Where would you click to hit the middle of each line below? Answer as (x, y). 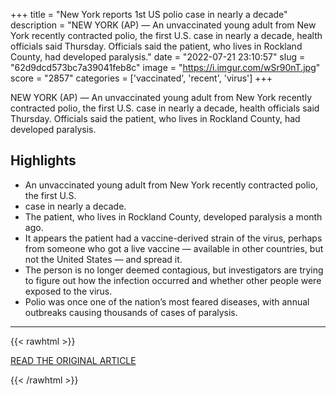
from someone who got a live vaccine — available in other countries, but (174, 248)
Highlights (43, 160)
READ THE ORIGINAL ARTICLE (73, 360)
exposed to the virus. (68, 291)
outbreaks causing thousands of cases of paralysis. (131, 312)
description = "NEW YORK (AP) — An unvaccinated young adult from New (163, 25)
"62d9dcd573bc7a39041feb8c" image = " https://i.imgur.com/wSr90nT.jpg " (165, 67)
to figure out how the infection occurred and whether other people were (173, 280)
